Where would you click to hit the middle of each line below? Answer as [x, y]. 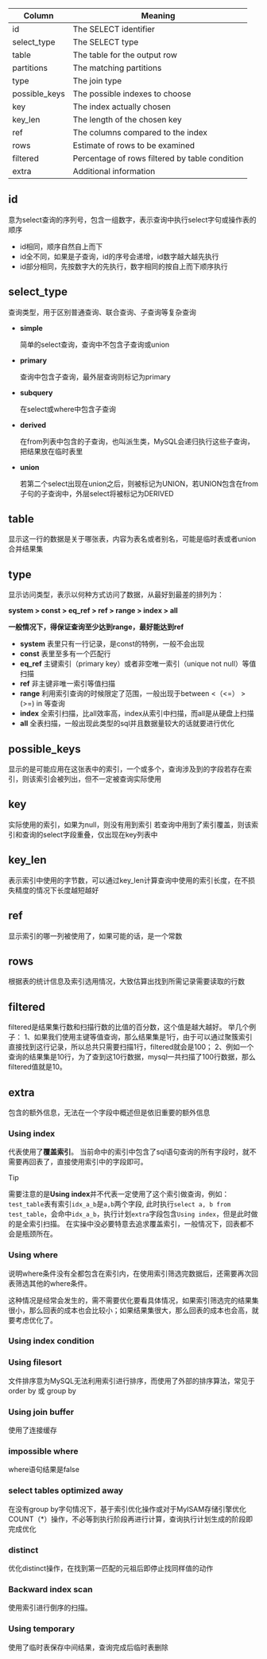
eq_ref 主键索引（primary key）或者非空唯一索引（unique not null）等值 [138, 664]
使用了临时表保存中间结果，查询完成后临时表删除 [88, 1647]
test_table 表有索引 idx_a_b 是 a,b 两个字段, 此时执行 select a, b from [120, 1204]
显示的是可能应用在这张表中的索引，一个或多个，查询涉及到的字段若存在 [126, 769]
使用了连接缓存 [33, 1430]
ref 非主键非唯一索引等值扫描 [68, 684]
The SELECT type [106, 42]
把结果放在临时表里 [51, 451]
